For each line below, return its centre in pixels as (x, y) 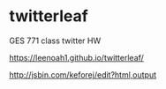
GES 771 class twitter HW (55, 41)
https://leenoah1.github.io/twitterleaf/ (76, 57)
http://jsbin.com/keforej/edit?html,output (83, 74)
